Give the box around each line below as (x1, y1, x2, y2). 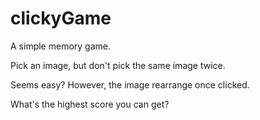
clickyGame (10, 7, 112, 30)
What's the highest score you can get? (10, 98, 170, 110)
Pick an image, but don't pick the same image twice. (10, 59, 226, 71)
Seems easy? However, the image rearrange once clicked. (10, 78, 250, 91)
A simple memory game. (10, 40, 111, 52)
